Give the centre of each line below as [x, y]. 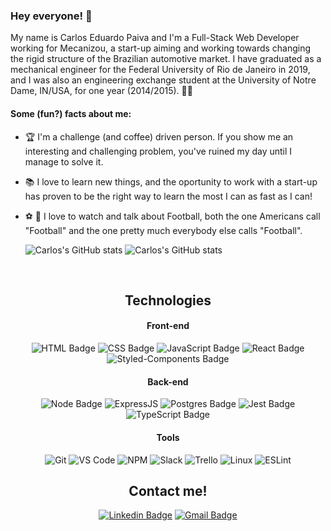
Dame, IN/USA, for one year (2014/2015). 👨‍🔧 [101, 91]
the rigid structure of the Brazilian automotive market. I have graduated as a [166, 59]
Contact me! [168, 490]
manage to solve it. [64, 161]
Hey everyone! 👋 [51, 16]
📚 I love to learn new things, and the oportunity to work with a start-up [171, 181]
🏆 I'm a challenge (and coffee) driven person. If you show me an [159, 136]
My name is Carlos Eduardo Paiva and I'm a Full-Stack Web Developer [155, 38]
